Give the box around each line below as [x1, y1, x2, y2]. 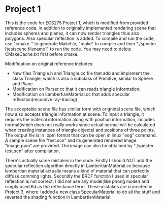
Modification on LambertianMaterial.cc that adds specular [12, 91, 130, 97]
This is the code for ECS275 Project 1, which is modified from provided [5, 20, 149, 26]
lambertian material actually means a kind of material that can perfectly [5, 168, 150, 173]
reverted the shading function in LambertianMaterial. [5, 194, 112, 200]
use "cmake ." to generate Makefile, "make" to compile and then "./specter [5, 40, 157, 46]
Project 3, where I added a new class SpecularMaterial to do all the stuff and [5, 189, 160, 195]
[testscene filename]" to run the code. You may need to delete [5, 46, 132, 52]
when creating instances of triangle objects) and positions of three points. [5, 127, 155, 133]
